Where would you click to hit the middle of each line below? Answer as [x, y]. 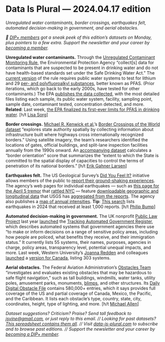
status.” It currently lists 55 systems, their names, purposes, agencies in [78, 242]
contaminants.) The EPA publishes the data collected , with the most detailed [83, 94]
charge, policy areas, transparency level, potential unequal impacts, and [78, 247]
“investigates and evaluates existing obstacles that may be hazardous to [79, 272]
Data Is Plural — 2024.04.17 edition [78, 9]
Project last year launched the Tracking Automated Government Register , [80, 221]
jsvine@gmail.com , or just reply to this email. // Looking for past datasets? [81, 318]
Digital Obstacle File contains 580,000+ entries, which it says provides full [81, 288]
